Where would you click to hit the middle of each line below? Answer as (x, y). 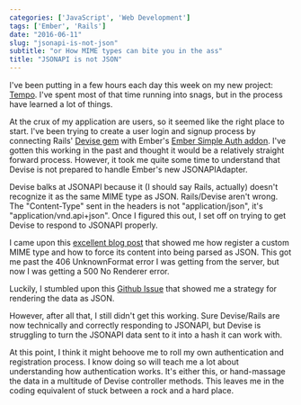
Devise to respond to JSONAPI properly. (84, 225)
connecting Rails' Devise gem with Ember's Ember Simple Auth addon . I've (147, 141)
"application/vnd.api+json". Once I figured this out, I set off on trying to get (148, 216)
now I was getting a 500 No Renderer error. (89, 271)
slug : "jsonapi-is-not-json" (64, 43)
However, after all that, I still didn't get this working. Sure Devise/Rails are (145, 315)
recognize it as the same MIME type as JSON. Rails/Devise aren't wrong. (144, 196)
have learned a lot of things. (61, 104)
